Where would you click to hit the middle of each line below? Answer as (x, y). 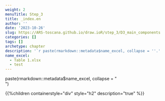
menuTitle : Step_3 (24, 14)
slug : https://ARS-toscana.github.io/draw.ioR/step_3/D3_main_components (83, 33)
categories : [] (21, 37)
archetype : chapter (25, 46)
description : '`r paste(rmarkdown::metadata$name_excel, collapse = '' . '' (84, 51)
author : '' (16, 23)
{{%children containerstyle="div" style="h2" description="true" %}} (75, 94)
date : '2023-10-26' (25, 28)
